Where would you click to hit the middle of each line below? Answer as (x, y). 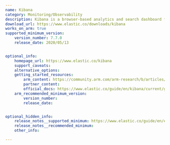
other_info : (27, 131)
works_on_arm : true (26, 29)
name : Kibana (19, 10)
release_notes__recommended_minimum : (54, 126)
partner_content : (41, 84)
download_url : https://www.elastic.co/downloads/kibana (65, 24)
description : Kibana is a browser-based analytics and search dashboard (83, 19)
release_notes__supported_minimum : (52, 121)
